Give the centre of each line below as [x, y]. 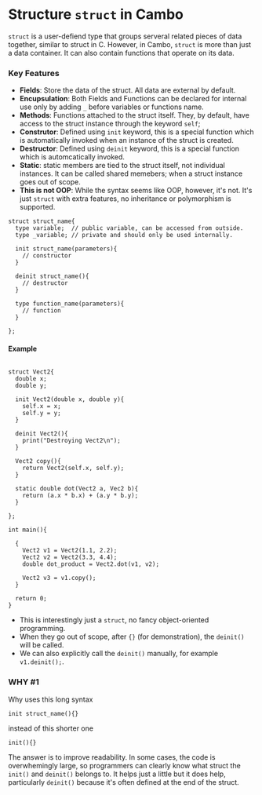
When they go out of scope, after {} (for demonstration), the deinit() [132, 636]
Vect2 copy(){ [38, 461]
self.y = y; [42, 414]
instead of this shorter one [51, 728]
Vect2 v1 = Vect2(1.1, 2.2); [70, 551]
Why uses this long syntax [51, 699]
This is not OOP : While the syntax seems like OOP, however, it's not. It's [136, 191]
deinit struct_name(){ [52, 276]
